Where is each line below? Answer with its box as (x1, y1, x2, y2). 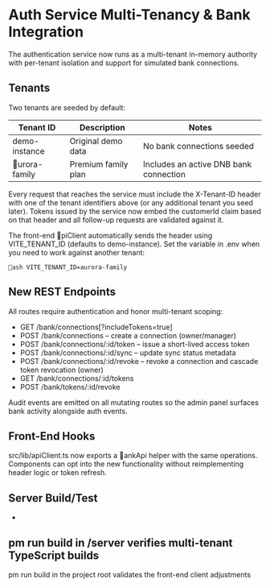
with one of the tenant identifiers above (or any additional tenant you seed (8, 197, 253, 207)
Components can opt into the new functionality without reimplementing (8, 459, 244, 469)
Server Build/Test (8, 491, 98, 505)
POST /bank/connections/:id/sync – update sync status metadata (19, 348, 236, 358)
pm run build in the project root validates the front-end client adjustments (8, 570, 252, 579)
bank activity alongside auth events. (8, 406, 128, 415)
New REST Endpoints (8, 285, 117, 299)
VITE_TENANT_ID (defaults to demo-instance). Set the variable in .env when (8, 239, 260, 249)
